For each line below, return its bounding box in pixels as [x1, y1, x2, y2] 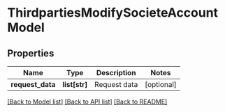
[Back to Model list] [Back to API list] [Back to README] [7, 97, 168, 106]
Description [96, 68, 136, 77]
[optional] [144, 80, 177, 89]
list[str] [62, 80, 88, 89]
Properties [7, 47, 55, 59]
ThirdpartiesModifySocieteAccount [7, 5, 219, 21]
